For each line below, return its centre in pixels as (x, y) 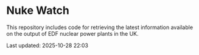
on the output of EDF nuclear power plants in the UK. (72, 33)
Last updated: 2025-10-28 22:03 (47, 45)
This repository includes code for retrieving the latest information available (100, 27)
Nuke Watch (38, 11)
